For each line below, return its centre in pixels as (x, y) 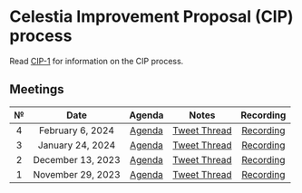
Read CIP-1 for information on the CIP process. (97, 61)
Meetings (37, 89)
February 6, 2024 (77, 130)
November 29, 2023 (77, 174)
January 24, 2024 (77, 145)
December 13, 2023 (77, 159)
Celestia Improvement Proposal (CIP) (151, 17)
